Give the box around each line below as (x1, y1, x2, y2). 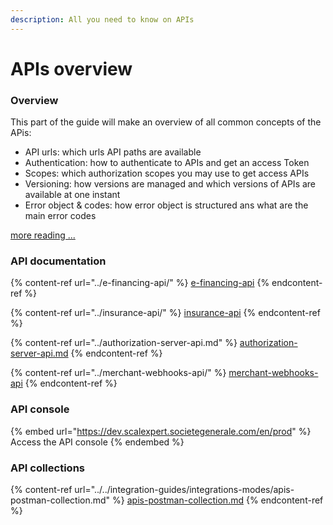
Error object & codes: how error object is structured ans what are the (24, 199, 309, 211)
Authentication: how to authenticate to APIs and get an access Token (24, 157, 310, 169)
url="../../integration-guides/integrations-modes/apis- (74, 484, 295, 495)
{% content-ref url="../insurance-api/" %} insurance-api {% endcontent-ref (10, 307, 321, 319)
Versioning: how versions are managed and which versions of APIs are (24, 178, 317, 190)
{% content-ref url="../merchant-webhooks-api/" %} (10, 367, 227, 379)
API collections (10, 461, 85, 475)
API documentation (10, 254, 107, 268)
